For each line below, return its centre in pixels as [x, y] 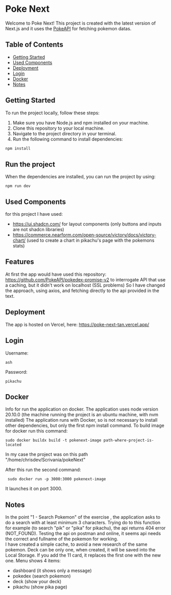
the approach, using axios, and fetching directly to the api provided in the [82, 291]
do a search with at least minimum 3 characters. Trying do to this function [83, 523]
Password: [16, 372]
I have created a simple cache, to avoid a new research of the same [76, 544]
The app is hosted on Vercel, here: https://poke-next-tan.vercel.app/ [77, 324]
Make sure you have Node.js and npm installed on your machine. [81, 122]
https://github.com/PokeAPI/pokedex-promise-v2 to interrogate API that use [86, 279]
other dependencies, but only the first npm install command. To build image [85, 425]
